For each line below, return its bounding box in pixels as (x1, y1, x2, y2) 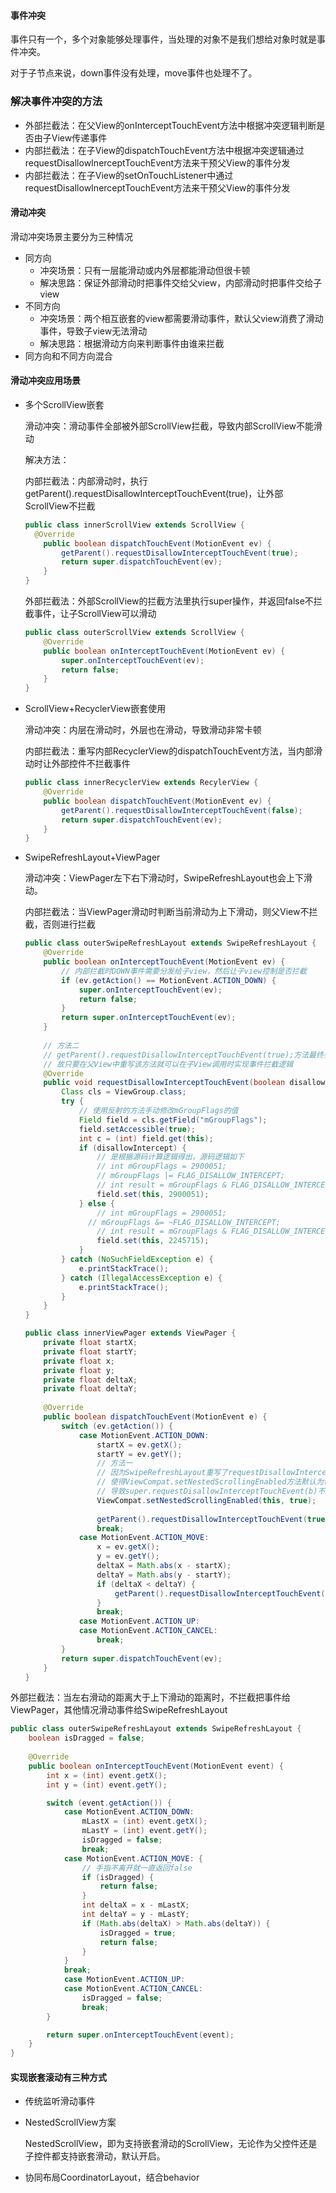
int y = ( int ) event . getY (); (46, 1780, 168, 1790)
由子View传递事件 (33, 131, 108, 144)
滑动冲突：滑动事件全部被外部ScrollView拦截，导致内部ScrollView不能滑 (24, 420, 323, 432)
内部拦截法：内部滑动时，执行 (24, 475, 148, 487)
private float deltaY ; (43, 1384, 138, 1394)
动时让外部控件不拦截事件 (24, 758, 131, 770)
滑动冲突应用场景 (10, 375, 81, 387)
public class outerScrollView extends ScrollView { (24, 628, 245, 638)
